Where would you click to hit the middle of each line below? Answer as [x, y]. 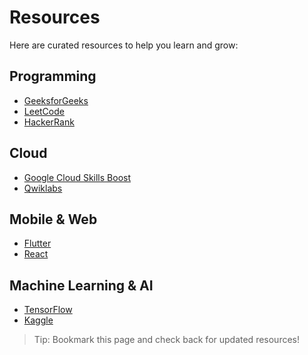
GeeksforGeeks [56, 100]
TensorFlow [48, 310]
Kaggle [38, 320]
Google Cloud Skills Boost [77, 177]
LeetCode [44, 111]
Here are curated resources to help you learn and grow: [124, 45]
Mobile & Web [53, 219]
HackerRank [49, 122]
